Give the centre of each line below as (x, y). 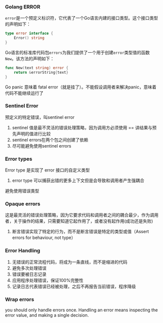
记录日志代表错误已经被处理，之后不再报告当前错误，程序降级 (74, 286)
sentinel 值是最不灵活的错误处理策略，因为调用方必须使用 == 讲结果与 (82, 128)
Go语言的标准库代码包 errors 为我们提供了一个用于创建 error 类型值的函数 (77, 52)
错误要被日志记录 (29, 274)
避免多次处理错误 (29, 268)
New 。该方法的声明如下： (30, 58)
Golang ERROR (23, 7)
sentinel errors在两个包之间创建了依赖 (50, 140)
